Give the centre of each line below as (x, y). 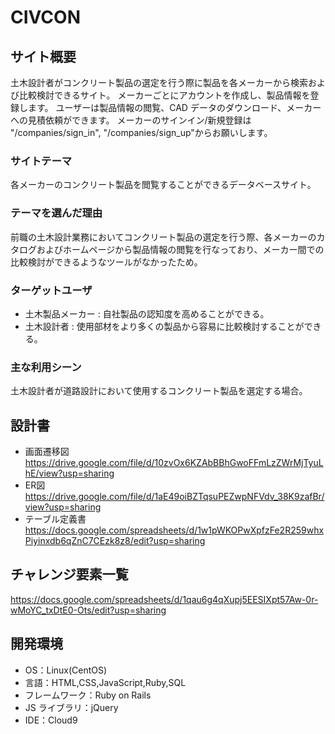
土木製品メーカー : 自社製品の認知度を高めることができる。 (147, 313)
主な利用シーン (46, 367)
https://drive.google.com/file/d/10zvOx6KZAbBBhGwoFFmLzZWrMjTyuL (174, 462)
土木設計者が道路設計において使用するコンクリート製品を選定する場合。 (159, 391)
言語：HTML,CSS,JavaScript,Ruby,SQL (105, 682)
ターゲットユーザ (51, 290)
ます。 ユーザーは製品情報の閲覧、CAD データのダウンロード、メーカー (174, 107)
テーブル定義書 (55, 519)
